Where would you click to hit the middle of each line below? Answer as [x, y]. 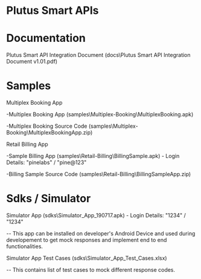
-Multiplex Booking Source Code [47, 126]
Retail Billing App [27, 144]
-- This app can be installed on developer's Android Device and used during [101, 233]
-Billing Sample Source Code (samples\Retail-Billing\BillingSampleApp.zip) [99, 174]
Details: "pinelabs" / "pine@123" [46, 162]
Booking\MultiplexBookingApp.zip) [49, 133]
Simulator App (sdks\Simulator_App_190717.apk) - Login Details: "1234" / [96, 215]
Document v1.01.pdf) [32, 62]
